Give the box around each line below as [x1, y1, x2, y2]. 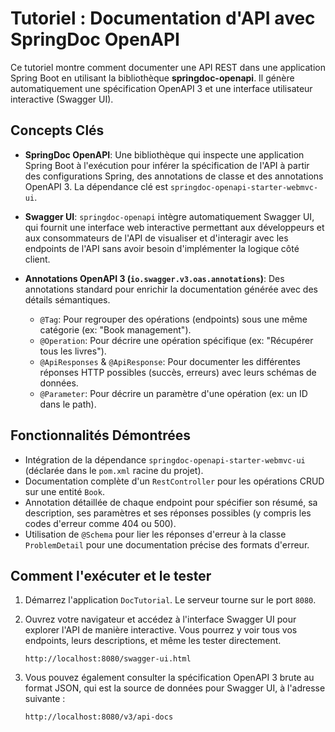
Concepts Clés [10, 122, 105, 139]
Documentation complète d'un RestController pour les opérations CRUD [24, 475, 325, 487]
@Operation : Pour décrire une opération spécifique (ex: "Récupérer [39, 334, 314, 346]
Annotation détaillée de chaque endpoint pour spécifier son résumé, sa [24, 496, 318, 508]
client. [24, 253, 51, 265]
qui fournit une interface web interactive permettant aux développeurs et [24, 221, 325, 233]
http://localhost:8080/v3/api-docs [24, 712, 174, 722]
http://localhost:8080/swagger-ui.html [24, 654, 192, 664]
